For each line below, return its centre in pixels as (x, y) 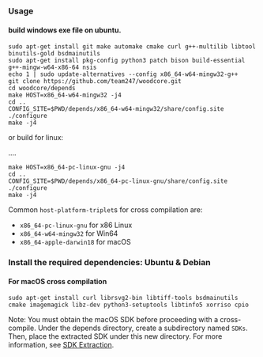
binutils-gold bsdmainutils (54, 54)
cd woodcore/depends (42, 89)
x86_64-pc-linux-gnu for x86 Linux (76, 225)
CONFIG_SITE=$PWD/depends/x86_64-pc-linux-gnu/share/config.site (118, 181)
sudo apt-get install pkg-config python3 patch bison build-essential (127, 61)
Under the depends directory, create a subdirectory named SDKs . (143, 328)
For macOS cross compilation (58, 281)
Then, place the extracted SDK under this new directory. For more (115, 336)
